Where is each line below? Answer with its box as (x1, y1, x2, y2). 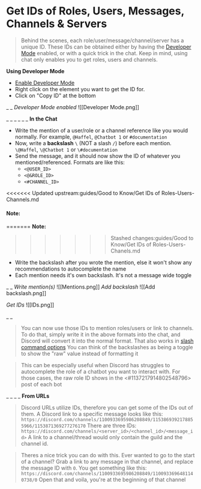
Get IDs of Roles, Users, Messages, (6, 4, 185, 18)
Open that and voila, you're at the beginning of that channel (38, 476, 186, 484)
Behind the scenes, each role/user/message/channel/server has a (20, 37, 184, 44)
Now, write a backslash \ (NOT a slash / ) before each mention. (14, 139, 172, 146)
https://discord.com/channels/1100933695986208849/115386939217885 (20, 417, 193, 423)
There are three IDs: (86, 422, 137, 430)
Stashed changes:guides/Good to (110, 235, 194, 242)
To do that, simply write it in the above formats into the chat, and (20, 331, 181, 338)
